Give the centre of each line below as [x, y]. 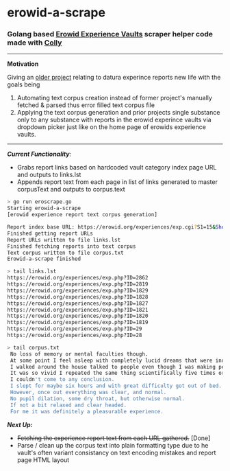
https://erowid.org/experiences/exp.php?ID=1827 [78, 303]
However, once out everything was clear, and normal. [88, 393]
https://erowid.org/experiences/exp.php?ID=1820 [78, 316]
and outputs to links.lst [49, 175]
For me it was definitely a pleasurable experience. [87, 411]
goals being [24, 84]
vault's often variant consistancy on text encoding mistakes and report [116, 452]
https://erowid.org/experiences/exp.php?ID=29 [75, 329]
